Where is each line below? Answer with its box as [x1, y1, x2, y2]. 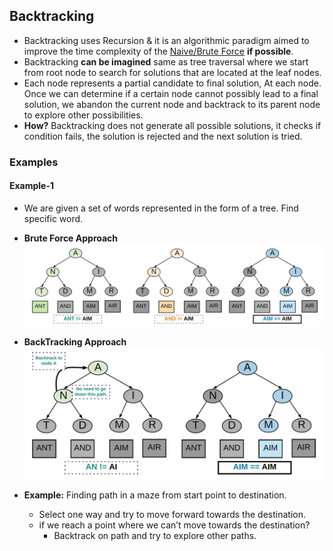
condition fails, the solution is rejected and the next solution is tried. [23, 130, 303, 142]
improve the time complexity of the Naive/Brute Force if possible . [23, 45, 294, 57]
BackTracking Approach [23, 335, 127, 348]
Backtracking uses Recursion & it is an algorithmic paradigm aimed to [23, 34, 310, 46]
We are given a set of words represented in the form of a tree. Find [23, 202, 299, 214]
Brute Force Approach [23, 232, 119, 244]
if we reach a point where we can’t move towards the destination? [38, 519, 311, 531]
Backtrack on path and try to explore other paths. [53, 530, 257, 542]
